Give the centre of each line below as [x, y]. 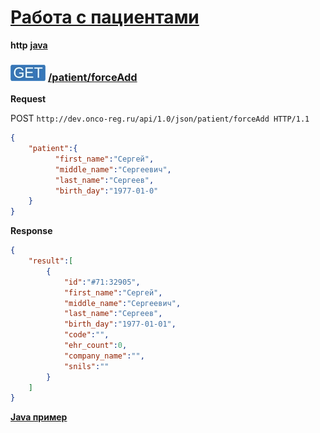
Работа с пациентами [105, 17]
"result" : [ [51, 261]
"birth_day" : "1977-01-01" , [120, 324]
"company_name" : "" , [104, 356]
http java [29, 45]
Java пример [39, 417]
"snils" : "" [86, 366]
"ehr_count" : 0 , [95, 346]
